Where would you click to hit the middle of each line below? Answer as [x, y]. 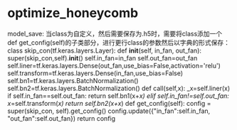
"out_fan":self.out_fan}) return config [62, 118]
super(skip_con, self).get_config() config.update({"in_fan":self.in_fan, [109, 111]
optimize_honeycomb [73, 13]
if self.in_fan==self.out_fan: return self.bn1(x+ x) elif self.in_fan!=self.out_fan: [118, 96]
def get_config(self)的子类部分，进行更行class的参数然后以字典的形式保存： [118, 42]
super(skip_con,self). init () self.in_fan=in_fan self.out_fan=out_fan [102, 58]
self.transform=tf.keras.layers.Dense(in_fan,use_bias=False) [95, 73]
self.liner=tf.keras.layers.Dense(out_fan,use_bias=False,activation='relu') [114, 65]
